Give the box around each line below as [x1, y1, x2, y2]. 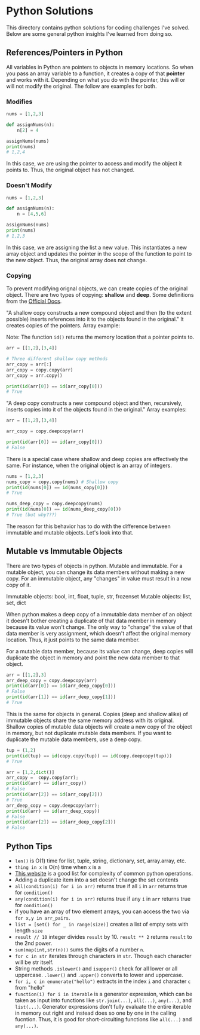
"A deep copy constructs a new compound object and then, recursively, [6, 400, 183, 407]
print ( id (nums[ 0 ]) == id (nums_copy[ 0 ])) [6, 484, 109, 490]
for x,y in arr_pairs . [14, 914, 70, 922]
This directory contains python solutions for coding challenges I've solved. [6, 24, 190, 31]
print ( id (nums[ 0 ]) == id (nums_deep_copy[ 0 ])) [6, 506, 121, 512]
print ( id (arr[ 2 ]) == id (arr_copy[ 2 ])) [6, 791, 103, 798]
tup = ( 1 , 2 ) [6, 747, 36, 753]
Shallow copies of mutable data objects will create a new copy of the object [6, 723, 192, 730]
